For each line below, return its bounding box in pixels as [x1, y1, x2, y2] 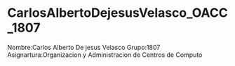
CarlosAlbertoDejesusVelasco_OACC [7, 5, 228, 21]
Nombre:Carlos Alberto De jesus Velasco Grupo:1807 [7, 43, 161, 51]
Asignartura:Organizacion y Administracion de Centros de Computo [7, 51, 203, 59]
